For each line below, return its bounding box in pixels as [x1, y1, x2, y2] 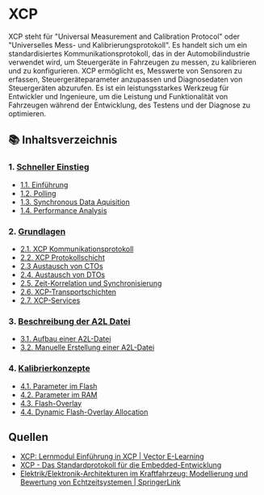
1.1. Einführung [19, 179, 69, 190]
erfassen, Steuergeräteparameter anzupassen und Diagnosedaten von [8, 74, 243, 84]
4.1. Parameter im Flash [19, 381, 98, 391]
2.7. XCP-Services [19, 296, 81, 305]
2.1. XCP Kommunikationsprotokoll [19, 244, 134, 254]
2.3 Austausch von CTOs [19, 261, 103, 271]
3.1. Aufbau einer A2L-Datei [19, 334, 111, 344]
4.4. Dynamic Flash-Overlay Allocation [19, 407, 149, 417]
